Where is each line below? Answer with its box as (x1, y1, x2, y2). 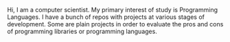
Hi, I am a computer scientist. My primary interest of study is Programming (7, 6, 218, 14)
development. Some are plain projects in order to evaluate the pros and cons (7, 20, 224, 28)
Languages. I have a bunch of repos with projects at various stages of (7, 13, 205, 21)
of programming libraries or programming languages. (7, 27, 158, 35)
